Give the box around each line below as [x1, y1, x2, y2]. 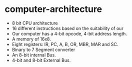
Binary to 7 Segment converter [11, 46, 75, 52]
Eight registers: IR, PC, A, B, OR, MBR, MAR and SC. [11, 41, 118, 47]
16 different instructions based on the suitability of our [11, 25, 123, 31]
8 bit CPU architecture [11, 20, 58, 26]
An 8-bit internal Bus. [11, 51, 56, 58]
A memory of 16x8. [11, 36, 51, 42]
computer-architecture [4, 3, 102, 15]
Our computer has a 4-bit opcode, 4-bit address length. [11, 30, 127, 36]
